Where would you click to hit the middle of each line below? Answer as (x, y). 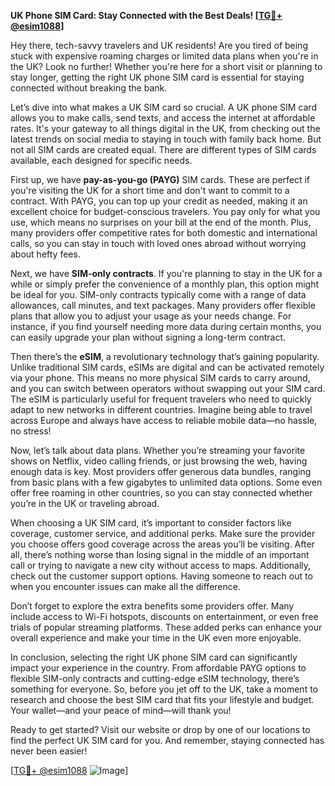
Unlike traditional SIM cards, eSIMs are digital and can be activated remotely (167, 367)
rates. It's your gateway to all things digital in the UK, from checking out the (165, 128)
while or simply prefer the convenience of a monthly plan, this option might (165, 284)
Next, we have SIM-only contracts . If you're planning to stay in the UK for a (166, 273)
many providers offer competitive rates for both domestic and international (164, 233)
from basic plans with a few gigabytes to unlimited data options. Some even (166, 482)
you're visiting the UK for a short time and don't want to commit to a (150, 190)
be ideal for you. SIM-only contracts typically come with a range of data (158, 294)
